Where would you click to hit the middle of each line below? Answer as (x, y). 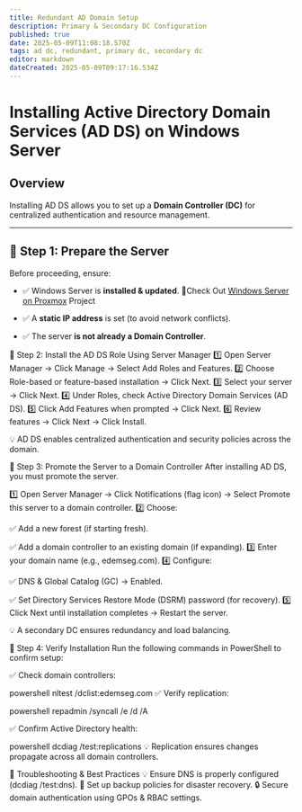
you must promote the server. (64, 476)
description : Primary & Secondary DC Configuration (108, 26)
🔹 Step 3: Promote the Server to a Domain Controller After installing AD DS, (148, 466)
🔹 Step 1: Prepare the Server (89, 251)
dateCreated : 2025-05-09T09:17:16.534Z (84, 68)
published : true (40, 34)
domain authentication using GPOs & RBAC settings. (106, 798)
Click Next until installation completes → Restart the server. (119, 612)
